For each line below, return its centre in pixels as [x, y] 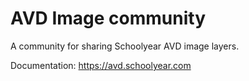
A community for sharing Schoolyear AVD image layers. [125, 46]
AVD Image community [108, 18]
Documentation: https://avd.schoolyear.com [101, 65]
